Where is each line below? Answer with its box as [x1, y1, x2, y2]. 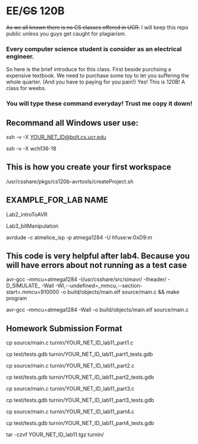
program [6, 295, 27, 302]
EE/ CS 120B [6, 4, 65, 18]
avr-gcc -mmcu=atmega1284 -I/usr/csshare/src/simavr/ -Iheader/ [6, 276, 167, 283]
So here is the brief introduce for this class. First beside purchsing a [6, 66, 171, 73]
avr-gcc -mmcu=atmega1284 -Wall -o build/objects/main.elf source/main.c [6, 306, 189, 314]
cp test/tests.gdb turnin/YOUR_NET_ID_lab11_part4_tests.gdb [6, 420, 155, 427]
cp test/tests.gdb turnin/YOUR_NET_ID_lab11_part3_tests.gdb [6, 397, 155, 404]
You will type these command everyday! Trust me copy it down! [6, 100, 193, 108]
